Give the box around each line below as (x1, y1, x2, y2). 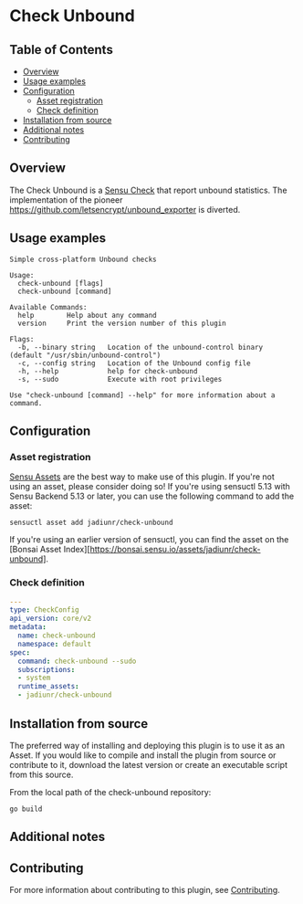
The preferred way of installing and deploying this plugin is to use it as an (9, 740, 286, 751)
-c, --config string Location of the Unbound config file (17, 358, 251, 368)
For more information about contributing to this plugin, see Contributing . (9, 885, 280, 896)
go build (9, 804, 43, 814)
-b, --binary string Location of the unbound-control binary (17, 342, 263, 352)
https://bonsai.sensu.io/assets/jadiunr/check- (89, 544, 261, 555)
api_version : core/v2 (9, 614, 92, 624)
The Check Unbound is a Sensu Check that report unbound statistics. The (9, 184, 287, 195)
